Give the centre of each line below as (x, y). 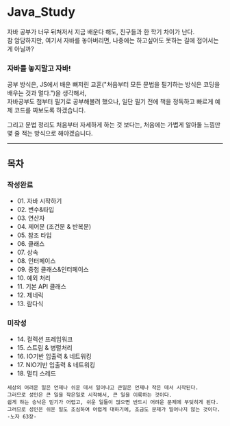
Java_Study (41, 12)
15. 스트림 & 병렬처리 (45, 348)
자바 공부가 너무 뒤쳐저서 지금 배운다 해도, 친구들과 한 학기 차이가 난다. (101, 32)
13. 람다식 (30, 303)
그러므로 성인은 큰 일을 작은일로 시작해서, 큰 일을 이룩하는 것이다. (90, 395)
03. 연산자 (31, 218)
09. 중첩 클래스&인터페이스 (53, 269)
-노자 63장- (22, 417)
